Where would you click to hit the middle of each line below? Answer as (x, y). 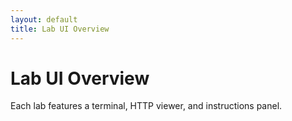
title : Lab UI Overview (60, 29)
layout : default (44, 19)
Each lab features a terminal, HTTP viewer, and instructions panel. (146, 106)
